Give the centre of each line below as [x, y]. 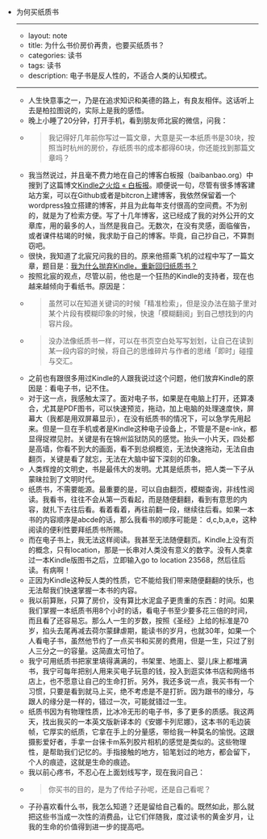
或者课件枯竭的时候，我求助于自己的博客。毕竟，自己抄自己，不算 [138, 236]
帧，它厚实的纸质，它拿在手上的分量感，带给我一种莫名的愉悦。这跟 [141, 731]
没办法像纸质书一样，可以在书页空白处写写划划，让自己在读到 [151, 341]
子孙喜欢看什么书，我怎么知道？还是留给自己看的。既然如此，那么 [138, 806]
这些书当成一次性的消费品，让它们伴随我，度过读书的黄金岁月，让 [145, 816]
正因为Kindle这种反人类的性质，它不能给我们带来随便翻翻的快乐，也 [141, 580]
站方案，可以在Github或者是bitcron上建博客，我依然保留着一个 [132, 195]
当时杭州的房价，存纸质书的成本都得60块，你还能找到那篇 [152, 148]
